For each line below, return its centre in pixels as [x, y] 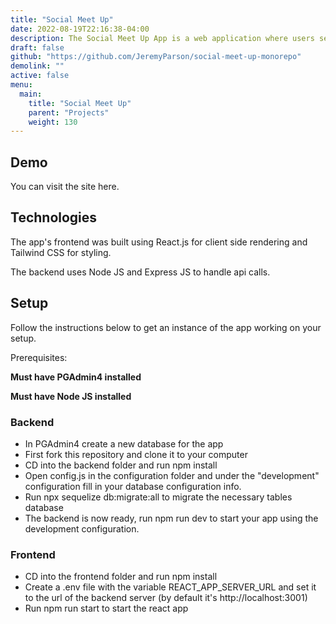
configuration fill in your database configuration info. [133, 486]
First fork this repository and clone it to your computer [136, 454]
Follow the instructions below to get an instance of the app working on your [166, 327]
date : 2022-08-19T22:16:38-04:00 [80, 29]
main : [31, 94]
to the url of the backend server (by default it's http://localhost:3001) [166, 598]
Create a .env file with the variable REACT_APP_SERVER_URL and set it [170, 587]
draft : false [37, 47]
